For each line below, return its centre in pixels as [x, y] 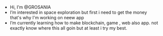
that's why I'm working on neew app [47, 18]
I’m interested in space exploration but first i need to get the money [78, 12]
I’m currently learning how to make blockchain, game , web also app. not [84, 23]
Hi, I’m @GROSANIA [30, 7]
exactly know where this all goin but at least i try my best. [68, 28]
